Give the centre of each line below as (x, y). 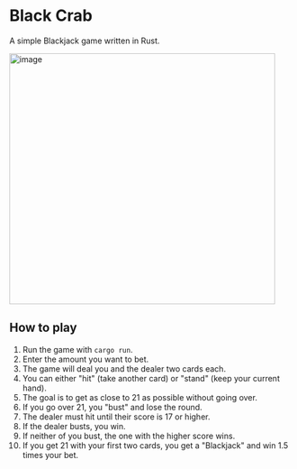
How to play (43, 328)
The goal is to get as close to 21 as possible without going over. (140, 397)
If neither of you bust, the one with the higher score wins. (129, 436)
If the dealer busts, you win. (74, 426)
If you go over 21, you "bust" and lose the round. (112, 407)
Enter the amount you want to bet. (85, 359)
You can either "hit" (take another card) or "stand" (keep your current (151, 378)
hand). (34, 388)
